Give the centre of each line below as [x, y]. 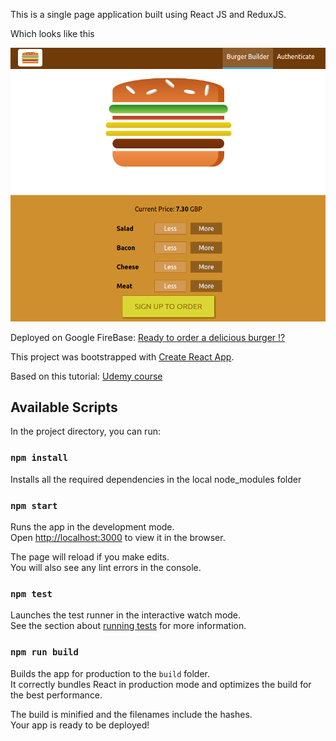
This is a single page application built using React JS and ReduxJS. [148, 14]
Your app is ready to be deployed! [80, 725]
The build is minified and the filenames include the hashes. [131, 714]
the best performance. [56, 695]
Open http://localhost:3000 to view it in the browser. [118, 538]
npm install [39, 458]
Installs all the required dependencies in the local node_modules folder [156, 479]
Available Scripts [64, 407]
